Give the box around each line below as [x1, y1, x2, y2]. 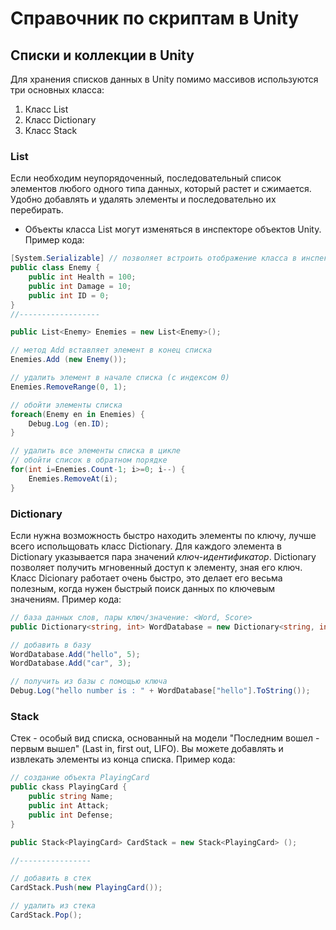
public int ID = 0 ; [28, 290, 110, 301]
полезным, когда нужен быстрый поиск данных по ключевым [10, 582, 276, 594]
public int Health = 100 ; [28, 272, 137, 282]
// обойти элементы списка [10, 400, 123, 410]
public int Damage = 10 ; [28, 281, 132, 291]
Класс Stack [24, 125, 78, 136]
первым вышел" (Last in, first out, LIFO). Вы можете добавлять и [10, 743, 284, 755]
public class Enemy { [10, 263, 101, 273]
